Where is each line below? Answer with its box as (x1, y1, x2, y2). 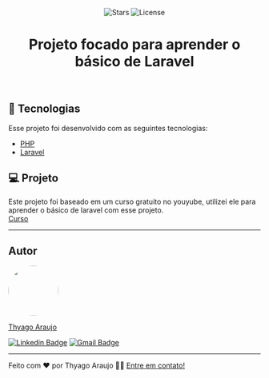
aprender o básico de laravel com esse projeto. (8, 205, 164, 215)
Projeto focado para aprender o (28, 36, 241, 54)
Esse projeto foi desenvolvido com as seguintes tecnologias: (8, 123, 208, 133)
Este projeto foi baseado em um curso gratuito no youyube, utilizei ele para (8, 197, 256, 206)
